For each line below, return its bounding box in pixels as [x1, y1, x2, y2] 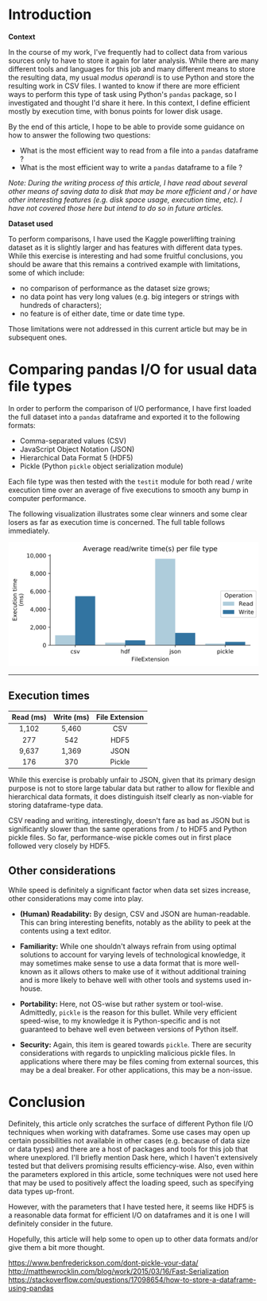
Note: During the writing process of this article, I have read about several [8, 177, 248, 188]
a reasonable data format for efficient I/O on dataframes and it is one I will [8, 1210, 250, 1220]
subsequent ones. [8, 332, 68, 342]
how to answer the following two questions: [8, 130, 151, 140]
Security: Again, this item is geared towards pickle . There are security [19, 1039, 252, 1049]
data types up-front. [8, 1186, 75, 1196]
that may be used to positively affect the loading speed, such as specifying [8, 1179, 254, 1188]
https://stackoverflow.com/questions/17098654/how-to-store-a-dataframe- [8, 1275, 257, 1285]
